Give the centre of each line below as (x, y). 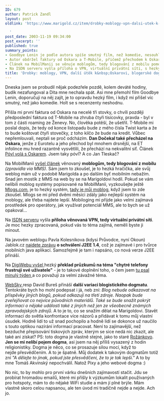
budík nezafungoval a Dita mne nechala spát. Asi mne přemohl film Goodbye (82, 92)
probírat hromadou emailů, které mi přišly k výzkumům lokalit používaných (80, 377)
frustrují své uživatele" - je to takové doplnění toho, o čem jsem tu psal (77, 270)
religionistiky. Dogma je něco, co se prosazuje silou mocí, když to (71, 347)
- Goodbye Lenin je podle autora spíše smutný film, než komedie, (74, 55)
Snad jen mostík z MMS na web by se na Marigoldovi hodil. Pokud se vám (79, 179)
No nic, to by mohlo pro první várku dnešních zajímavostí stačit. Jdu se (76, 372)
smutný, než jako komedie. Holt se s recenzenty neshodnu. (64, 103)
